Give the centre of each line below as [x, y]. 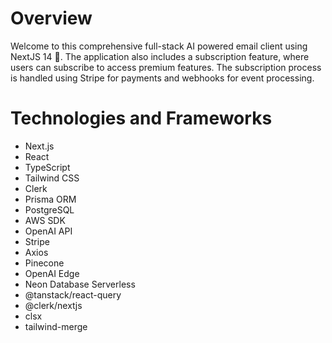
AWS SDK [45, 220]
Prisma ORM [50, 199]
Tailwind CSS [52, 178]
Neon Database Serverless [80, 284]
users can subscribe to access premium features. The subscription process [166, 67]
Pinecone [44, 263]
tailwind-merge [56, 326]
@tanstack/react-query [73, 294]
